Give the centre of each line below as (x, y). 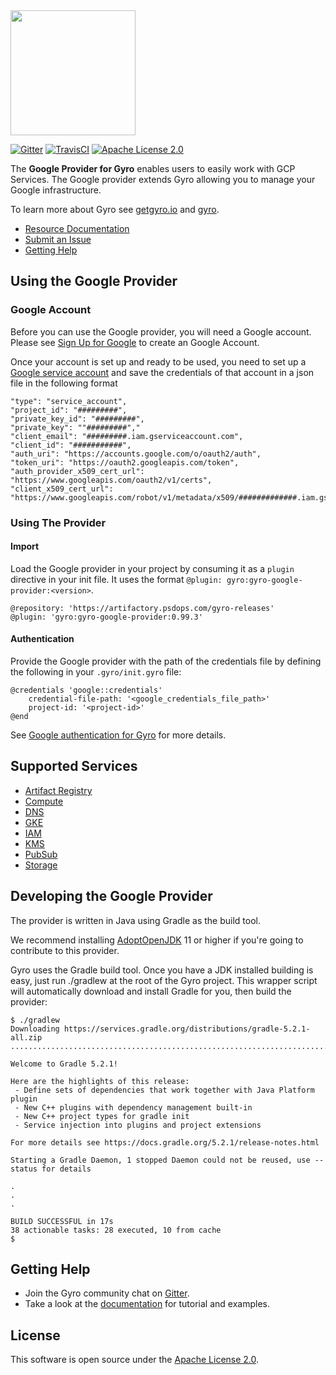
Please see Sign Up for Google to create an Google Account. (135, 342)
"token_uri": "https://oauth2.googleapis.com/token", (125, 462)
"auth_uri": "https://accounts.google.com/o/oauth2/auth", (136, 454)
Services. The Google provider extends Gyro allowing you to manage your (163, 179)
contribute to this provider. (65, 950)
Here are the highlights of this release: (100, 1081)
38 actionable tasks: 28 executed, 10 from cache (116, 1230)
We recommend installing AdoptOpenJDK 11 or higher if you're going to (157, 940)
